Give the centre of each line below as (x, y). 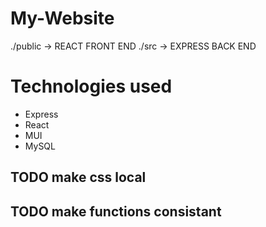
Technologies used (91, 86)
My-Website (62, 18)
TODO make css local (78, 177)
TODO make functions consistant (116, 211)
